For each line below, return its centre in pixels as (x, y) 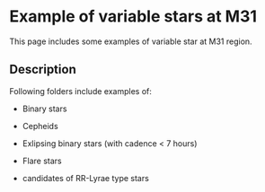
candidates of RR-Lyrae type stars (86, 178)
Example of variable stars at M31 (133, 17)
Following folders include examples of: (81, 91)
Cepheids (40, 126)
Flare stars (42, 161)
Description (43, 70)
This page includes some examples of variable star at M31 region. (131, 41)
